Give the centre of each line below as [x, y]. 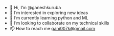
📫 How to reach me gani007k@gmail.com [52, 28]
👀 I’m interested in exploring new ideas [49, 13]
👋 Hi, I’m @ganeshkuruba [35, 8]
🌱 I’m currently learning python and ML [49, 18]
